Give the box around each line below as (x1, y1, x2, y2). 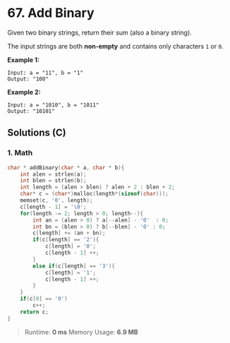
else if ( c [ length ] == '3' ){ (32, 263, 115, 270)
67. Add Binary (7, 5, 95, 21)
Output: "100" (7, 76, 49, 83)
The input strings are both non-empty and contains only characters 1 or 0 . (7, 42, 224, 50)
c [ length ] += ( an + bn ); (32, 229, 106, 237)
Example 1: (7, 55, 40, 64)
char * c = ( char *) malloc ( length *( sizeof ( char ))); (20, 191, 169, 198)
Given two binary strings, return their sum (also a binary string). (7, 28, 192, 37)
